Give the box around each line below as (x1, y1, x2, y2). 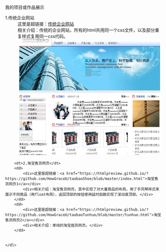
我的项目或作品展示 (5, 4, 45, 10)
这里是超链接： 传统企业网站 (17, 21, 74, 27)
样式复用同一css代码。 (21, 34, 68, 39)
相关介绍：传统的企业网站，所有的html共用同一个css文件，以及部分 (17, 27, 155, 33)
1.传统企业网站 (5, 15, 35, 21)
